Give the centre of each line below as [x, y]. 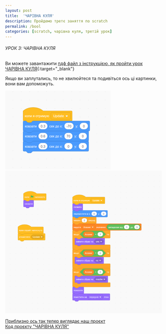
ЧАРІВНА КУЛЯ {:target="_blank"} [40, 69]
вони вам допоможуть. [30, 84]
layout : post [19, 10]
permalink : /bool [23, 26]
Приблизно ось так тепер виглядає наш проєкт [55, 321]
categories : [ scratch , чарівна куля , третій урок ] [59, 32]
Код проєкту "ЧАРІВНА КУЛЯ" [37, 327]
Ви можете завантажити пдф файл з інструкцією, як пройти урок [74, 64]
